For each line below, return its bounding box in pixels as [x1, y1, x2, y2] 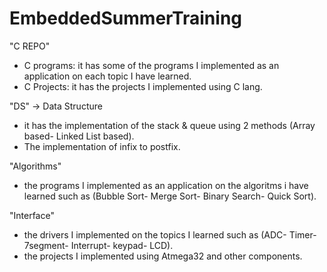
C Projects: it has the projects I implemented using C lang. [23, 80, 263, 92]
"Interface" [9, 209, 55, 221]
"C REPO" [9, 40, 51, 52]
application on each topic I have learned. [23, 70, 192, 82]
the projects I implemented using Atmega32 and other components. [23, 250, 303, 262]
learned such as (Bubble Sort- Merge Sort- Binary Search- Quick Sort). [23, 190, 317, 202]
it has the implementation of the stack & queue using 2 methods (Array [23, 119, 316, 131]
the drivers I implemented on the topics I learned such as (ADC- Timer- [23, 228, 317, 241]
